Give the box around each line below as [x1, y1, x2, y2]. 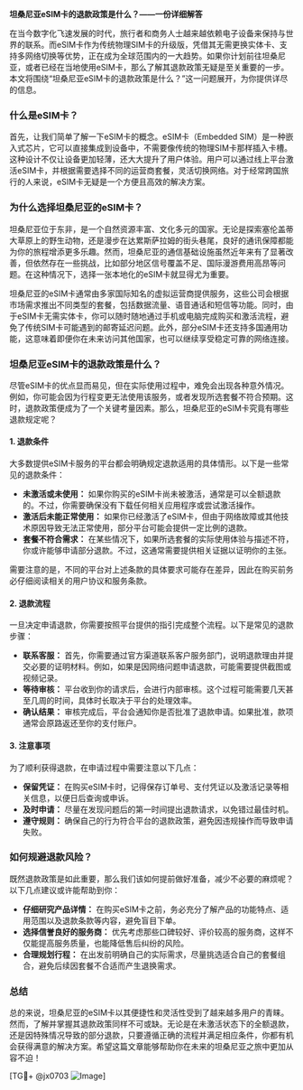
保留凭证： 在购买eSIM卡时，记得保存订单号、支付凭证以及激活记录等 [22, 781, 281, 792]
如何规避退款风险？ [9, 851, 93, 863]
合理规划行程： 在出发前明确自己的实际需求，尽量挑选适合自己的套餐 [22, 948, 278, 960]
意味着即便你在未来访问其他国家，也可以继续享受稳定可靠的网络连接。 [32, 333, 294, 344]
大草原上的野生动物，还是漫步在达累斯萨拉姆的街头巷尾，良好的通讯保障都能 [9, 235, 294, 246]
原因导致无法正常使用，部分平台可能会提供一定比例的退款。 [30, 523, 252, 534]
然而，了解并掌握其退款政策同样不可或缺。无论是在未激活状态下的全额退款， [9, 1019, 294, 1029]
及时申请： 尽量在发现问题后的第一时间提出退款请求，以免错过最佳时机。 [22, 804, 294, 815]
